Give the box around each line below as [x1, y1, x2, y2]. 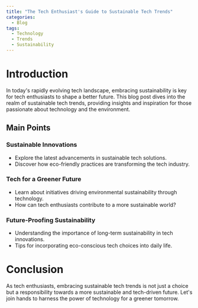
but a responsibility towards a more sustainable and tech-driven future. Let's [6, 288, 193, 296]
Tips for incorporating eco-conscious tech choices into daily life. [14, 242, 173, 249]
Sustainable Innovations [6, 140, 77, 149]
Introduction [6, 68, 69, 81]
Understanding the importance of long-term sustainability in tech [14, 229, 173, 237]
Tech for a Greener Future [6, 175, 82, 184]
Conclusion [6, 263, 64, 276]
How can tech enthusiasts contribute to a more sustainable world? [14, 201, 176, 208]
